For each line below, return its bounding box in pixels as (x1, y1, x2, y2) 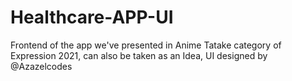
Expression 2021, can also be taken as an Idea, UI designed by (10, 49, 268, 61)
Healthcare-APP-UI (10, 6, 174, 29)
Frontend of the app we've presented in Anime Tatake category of (10, 39, 282, 51)
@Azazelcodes (10, 60, 73, 72)
